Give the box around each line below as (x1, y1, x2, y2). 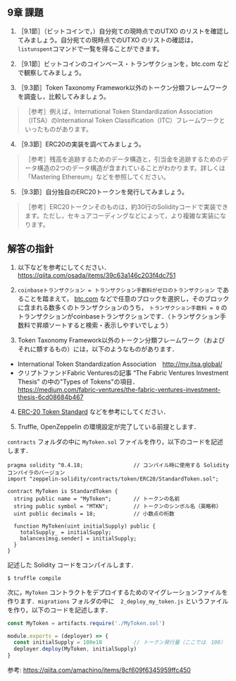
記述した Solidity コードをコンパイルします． (7, 560, 137, 569)
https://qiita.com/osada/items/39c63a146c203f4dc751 (17, 271, 176, 279)
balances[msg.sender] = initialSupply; (20, 535, 137, 542)
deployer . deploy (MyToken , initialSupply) (13, 646, 137, 653)
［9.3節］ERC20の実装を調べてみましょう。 (17, 140, 146, 148)
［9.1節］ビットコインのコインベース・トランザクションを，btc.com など (17, 59, 230, 68)
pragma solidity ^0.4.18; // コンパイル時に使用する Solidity (7, 461, 230, 468)
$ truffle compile (7, 574, 61, 581)
